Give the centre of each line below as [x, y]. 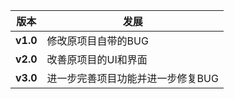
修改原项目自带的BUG [97, 41]
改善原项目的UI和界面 [97, 59]
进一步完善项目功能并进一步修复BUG [132, 78]
